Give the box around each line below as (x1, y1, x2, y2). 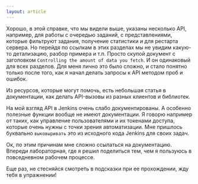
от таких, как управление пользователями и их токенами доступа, (6, 117, 175, 124)
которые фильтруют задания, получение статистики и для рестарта (6, 37, 178, 44)
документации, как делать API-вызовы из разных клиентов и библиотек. (6, 93, 191, 100)
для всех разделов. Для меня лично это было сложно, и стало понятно (6, 63, 187, 70)
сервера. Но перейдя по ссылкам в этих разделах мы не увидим (6, 44, 172, 51)
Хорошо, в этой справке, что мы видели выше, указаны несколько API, (6, 25, 187, 32)
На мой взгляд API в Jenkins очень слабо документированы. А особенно (6, 104, 191, 111)
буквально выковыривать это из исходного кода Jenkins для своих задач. (6, 130, 190, 137)
